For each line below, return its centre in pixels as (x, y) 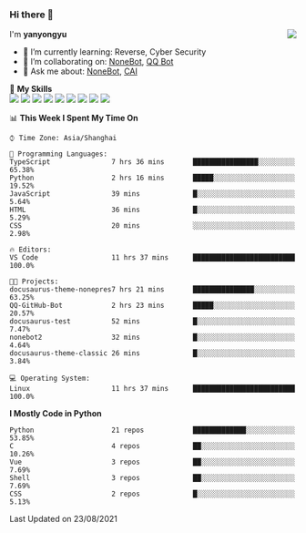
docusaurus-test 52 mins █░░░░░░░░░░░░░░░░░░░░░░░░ (153, 322)
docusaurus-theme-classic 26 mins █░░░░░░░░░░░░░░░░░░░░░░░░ (153, 354)
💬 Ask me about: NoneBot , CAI (80, 71)
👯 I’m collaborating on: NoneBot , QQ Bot (98, 62)
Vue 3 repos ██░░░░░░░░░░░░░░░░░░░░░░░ (153, 462)
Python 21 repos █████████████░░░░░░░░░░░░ (153, 430)
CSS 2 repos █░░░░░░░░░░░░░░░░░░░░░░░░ (153, 494)
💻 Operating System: (50, 379)
